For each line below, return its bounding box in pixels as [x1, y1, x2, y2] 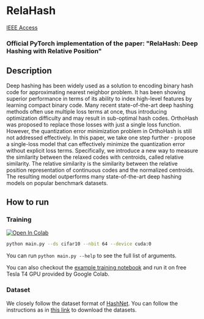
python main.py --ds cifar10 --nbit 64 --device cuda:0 [6, 241, 151, 248]
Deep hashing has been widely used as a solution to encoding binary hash [6, 82, 194, 89]
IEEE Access [6, 24, 38, 31]
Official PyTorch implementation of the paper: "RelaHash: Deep [6, 39, 199, 48]
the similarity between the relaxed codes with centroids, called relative [6, 153, 184, 161]
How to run [6, 197, 49, 208]
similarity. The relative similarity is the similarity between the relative [6, 159, 178, 167]
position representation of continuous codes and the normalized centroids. [6, 166, 195, 174]
